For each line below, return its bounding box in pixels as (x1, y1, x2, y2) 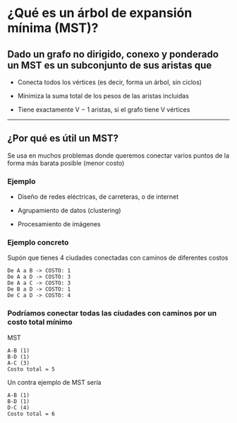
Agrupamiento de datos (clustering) (17, 207, 121, 215)
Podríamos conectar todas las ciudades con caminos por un (7, 308, 217, 318)
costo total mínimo (7, 317, 73, 327)
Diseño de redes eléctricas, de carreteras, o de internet (17, 192, 179, 201)
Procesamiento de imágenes (17, 220, 101, 228)
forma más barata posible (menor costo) (7, 158, 125, 167)
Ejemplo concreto (7, 238, 69, 248)
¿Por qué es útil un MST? (7, 132, 119, 144)
